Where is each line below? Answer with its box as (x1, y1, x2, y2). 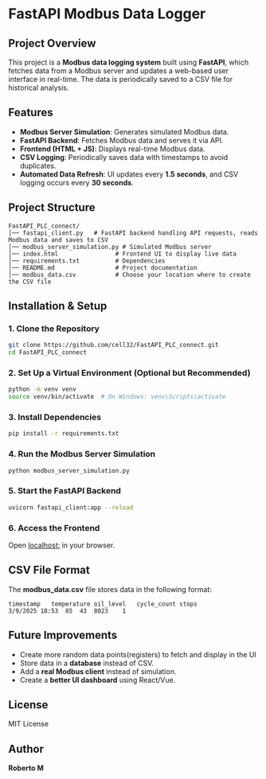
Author (8, 742, 44, 756)
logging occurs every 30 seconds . (19, 177, 134, 187)
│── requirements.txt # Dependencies (8, 256, 166, 265)
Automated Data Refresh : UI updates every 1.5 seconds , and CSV (19, 169, 239, 179)
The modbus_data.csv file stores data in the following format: (8, 584, 213, 594)
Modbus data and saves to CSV (8, 236, 109, 243)
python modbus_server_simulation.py (8, 466, 130, 474)
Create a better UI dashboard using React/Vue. (19, 675, 176, 684)
